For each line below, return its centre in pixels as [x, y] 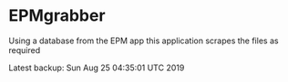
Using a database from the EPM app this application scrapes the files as [144, 41]
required [25, 50]
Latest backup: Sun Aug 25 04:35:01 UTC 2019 [97, 68]
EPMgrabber [57, 16]
